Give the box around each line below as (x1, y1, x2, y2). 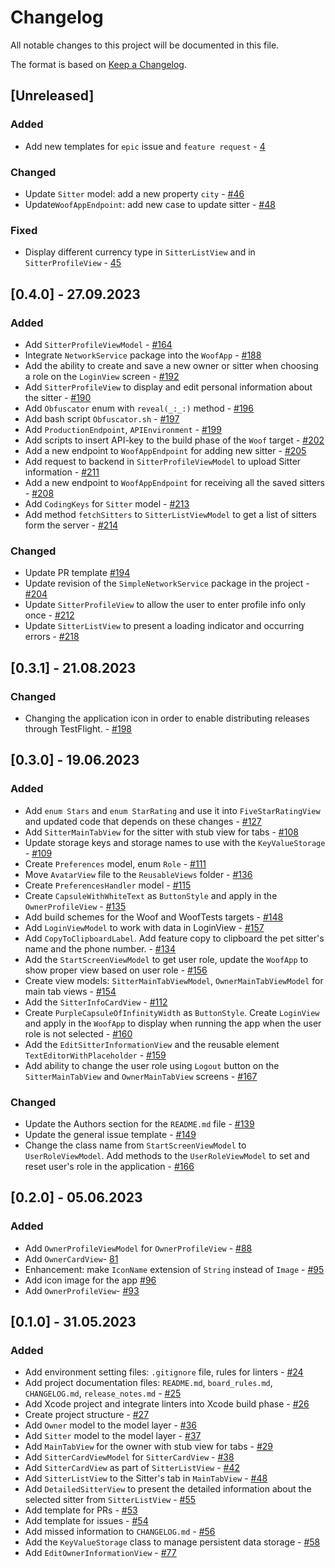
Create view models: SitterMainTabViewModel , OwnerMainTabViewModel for (24, 974, 324, 986)
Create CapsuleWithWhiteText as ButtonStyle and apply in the (24, 889, 278, 901)
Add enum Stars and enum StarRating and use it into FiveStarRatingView (24, 804, 321, 816)
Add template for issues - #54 (24, 1515, 149, 1527)
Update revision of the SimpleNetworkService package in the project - (24, 577, 310, 590)
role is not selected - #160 (24, 1027, 133, 1040)
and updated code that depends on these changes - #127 (24, 815, 262, 827)
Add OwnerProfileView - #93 (24, 1284, 140, 1296)
